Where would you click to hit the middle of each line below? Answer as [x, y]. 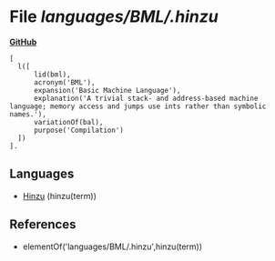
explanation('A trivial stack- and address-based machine [146, 98]
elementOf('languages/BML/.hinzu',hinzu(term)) [112, 246]
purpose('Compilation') [79, 130]
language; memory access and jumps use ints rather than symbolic [138, 106]
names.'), [28, 114]
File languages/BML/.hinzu [114, 17]
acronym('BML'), [64, 82]
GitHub [23, 42]
